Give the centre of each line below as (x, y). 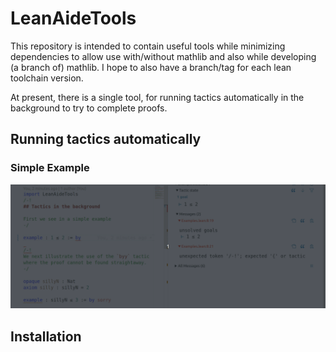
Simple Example (50, 168)
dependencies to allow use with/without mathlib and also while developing (163, 56)
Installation (46, 336)
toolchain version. (47, 78)
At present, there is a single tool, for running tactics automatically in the (157, 97)
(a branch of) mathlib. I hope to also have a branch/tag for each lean (151, 67)
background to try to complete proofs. (89, 108)
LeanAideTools (73, 18)
